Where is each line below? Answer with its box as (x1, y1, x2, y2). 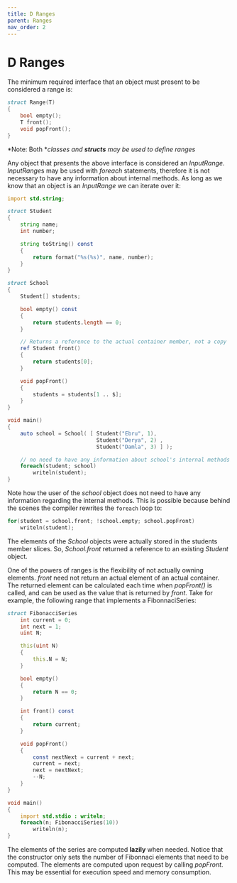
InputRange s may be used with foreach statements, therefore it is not (7, 166, 211, 175)
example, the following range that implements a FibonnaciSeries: (7, 596, 197, 605)
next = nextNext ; (33, 766, 84, 774)
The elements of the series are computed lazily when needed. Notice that (7, 845, 224, 854)
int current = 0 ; (20, 616, 72, 624)
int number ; (20, 228, 55, 235)
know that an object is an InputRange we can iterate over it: (7, 181, 181, 190)
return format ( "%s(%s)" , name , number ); (33, 254, 154, 261)
